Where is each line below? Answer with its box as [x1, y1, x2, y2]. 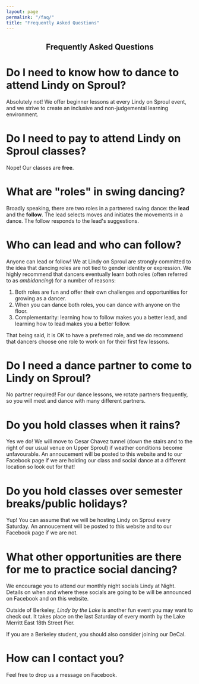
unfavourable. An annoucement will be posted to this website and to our [6, 450, 182, 458]
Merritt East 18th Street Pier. [6, 619, 75, 626]
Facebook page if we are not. [6, 529, 78, 536]
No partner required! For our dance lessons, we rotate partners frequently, [6, 391, 188, 398]
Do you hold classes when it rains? [6, 418, 181, 432]
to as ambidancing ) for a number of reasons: [6, 276, 116, 284]
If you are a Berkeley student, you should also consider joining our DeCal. [6, 631, 186, 638]
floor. [14, 307, 28, 315]
